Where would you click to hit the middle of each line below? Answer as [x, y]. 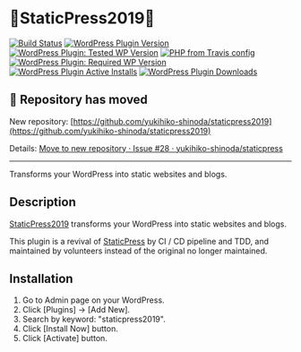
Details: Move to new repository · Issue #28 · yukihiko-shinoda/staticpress [146, 148]
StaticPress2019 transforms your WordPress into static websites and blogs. [148, 224]
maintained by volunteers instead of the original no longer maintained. [138, 251]
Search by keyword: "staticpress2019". [94, 319]
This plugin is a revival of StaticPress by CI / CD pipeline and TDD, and [139, 241]
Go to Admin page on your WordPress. [93, 300]
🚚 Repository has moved [78, 100]
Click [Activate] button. [64, 339]
